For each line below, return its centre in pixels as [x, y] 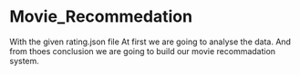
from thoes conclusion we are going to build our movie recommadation [143, 51]
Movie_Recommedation [101, 17]
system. [24, 61]
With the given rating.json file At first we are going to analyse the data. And [150, 42]
